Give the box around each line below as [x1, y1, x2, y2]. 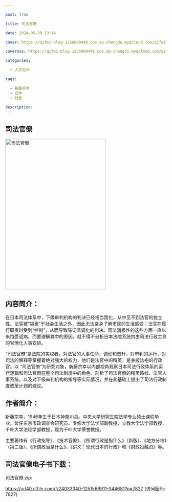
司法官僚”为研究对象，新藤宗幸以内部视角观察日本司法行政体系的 [22, 363, 159, 370]
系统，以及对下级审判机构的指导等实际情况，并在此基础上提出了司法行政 [9, 376, 162, 382]
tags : [5, 77, 17, 82]
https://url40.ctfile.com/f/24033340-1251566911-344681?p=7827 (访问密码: [5, 485, 165, 491]
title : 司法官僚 [5, 21, 37, 26]
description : [5, 104, 33, 110]
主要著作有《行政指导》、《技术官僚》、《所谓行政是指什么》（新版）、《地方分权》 [5, 437, 167, 443]
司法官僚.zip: [5, 474, 32, 481]
